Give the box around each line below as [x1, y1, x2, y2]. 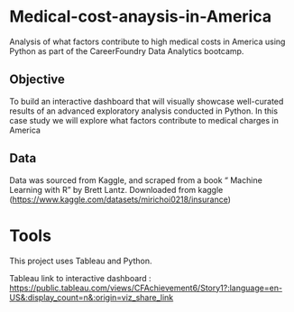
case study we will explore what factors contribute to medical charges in [9, 115, 280, 125]
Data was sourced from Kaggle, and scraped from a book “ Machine [9, 174, 263, 186]
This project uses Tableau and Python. [9, 255, 152, 266]
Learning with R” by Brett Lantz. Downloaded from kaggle [9, 184, 224, 195]
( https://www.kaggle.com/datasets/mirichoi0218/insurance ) [9, 194, 232, 205]
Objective [9, 72, 66, 87]
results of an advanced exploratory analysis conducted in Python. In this [9, 106, 278, 116]
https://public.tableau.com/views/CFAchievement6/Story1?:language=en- [9, 282, 282, 293]
